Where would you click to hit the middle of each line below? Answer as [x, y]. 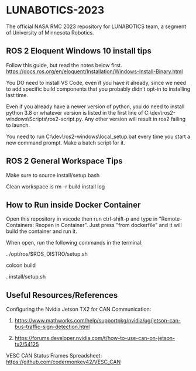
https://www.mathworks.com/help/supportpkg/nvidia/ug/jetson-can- [98, 321]
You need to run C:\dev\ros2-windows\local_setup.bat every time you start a [98, 136]
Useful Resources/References [62, 295]
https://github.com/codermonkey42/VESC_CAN [63, 362]
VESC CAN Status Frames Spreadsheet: [54, 356]
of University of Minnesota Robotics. [50, 32]
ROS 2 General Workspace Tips [64, 161]
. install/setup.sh [26, 277]
